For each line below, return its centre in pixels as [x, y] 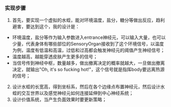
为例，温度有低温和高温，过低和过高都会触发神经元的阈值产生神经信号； [88, 50]
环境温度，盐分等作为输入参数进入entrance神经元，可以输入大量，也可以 [89, 37]
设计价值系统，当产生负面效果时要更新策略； [59, 100]
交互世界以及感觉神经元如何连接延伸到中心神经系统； [77, 93]
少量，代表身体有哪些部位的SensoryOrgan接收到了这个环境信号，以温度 [88, 44]
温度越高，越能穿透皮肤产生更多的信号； [55, 57]
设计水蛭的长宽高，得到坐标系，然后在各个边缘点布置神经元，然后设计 [86, 87]
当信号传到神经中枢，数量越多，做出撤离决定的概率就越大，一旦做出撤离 [88, 63]
